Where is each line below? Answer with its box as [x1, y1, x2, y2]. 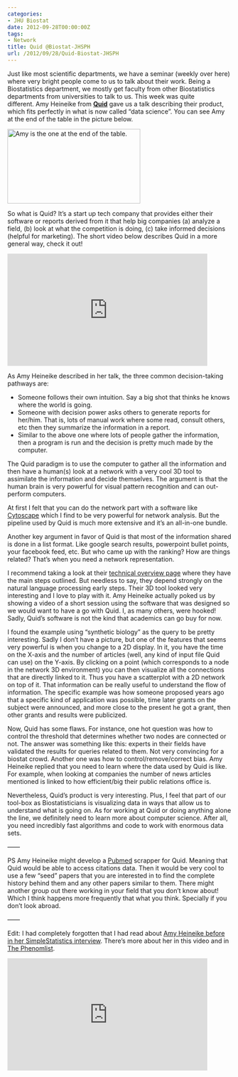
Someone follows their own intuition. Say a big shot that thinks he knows [17, 393, 230, 401]
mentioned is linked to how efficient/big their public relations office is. [7, 777, 212, 785]
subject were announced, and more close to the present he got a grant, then [7, 703, 231, 711]
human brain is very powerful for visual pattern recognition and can [7, 482, 205, 491]
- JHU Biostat [7, 17, 50, 24]
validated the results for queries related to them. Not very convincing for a [7, 747, 225, 755]
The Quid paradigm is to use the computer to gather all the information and [7, 459, 227, 468]
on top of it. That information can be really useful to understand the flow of [7, 680, 227, 689]
